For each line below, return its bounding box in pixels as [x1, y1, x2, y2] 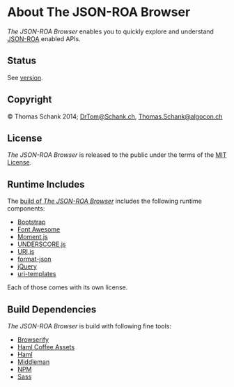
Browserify [17, 335, 49, 344]
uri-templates [17, 270, 57, 278]
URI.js [17, 248, 35, 256]
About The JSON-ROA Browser [7, 4, 191, 20]
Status [7, 55, 37, 67]
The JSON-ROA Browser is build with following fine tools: [7, 322, 172, 330]
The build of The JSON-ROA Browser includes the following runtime [7, 197, 202, 206]
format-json [17, 255, 52, 264]
